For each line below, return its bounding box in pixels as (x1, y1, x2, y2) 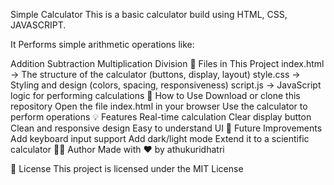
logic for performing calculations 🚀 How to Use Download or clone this (10, 90, 301, 101)
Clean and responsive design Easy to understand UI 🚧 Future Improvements (10, 122, 323, 134)
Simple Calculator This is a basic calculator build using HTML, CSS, (10, 9, 288, 20)
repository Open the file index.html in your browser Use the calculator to (10, 100, 308, 112)
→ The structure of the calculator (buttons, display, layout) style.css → (10, 69, 301, 80)
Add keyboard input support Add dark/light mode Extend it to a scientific (10, 133, 310, 144)
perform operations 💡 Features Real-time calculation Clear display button (10, 111, 312, 123)
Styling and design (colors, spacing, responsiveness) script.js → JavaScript (10, 79, 322, 91)
